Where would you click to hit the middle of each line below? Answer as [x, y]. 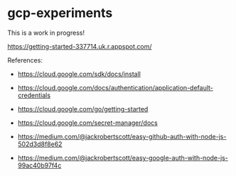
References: [25, 60]
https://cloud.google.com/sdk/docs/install [79, 74]
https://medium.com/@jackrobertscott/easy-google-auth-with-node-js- [123, 158]
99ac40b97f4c [39, 165]
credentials [34, 95]
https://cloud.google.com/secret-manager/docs [87, 123]
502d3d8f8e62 [40, 144]
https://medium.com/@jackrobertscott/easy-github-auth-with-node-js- [122, 136]
